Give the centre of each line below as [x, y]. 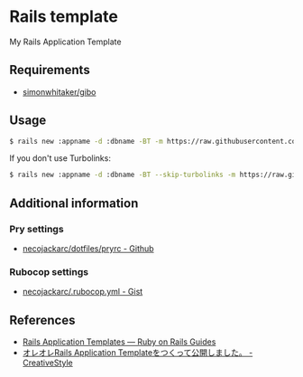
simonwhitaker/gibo [59, 91]
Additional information [74, 203]
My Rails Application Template [65, 42]
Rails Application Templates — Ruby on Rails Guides [119, 342]
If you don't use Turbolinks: [60, 158]
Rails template [64, 17]
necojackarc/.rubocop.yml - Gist [83, 292]
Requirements [50, 70]
